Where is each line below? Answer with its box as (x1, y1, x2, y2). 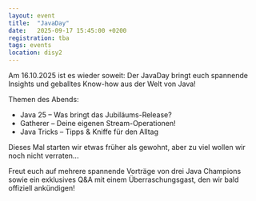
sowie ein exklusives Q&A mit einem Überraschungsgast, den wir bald (8, 175, 239, 184)
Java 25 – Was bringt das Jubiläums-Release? (19, 110, 172, 120)
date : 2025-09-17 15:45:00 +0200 (8, 26, 127, 34)
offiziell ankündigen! (8, 183, 75, 192)
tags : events (8, 41, 52, 49)
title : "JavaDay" (8, 19, 70, 27)
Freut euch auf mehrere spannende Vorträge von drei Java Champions (8, 167, 242, 175)
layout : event (8, 11, 56, 20)
